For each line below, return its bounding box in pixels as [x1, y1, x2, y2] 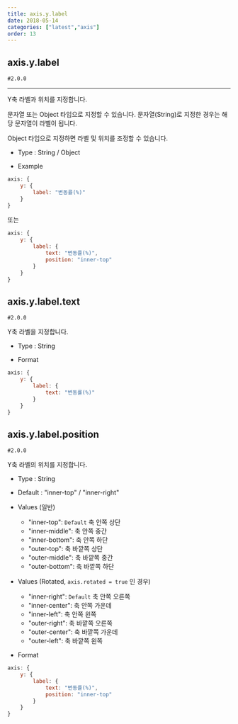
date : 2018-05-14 [7, 17, 59, 24]
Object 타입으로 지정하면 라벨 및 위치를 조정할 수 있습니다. [7, 134, 169, 142]
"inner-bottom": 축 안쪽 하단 [28, 536, 108, 544]
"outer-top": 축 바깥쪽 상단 [28, 545, 103, 553]
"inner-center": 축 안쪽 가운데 [28, 601, 112, 610]
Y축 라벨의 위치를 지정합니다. [7, 460, 87, 469]
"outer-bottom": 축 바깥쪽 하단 [28, 562, 115, 571]
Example [17, 162, 44, 171]
